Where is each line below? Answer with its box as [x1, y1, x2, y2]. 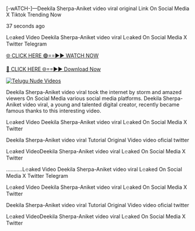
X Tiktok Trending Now [6, 11, 61, 18]
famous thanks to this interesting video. [6, 108, 101, 114]
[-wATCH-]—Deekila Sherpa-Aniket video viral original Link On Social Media [6, 5, 190, 12]
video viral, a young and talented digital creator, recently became [22, 101, 180, 108]
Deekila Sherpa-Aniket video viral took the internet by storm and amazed [6, 89, 182, 95]
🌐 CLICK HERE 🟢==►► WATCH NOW [6, 52, 99, 59]
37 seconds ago [6, 23, 45, 29]
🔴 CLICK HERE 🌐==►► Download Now [6, 65, 101, 73]
